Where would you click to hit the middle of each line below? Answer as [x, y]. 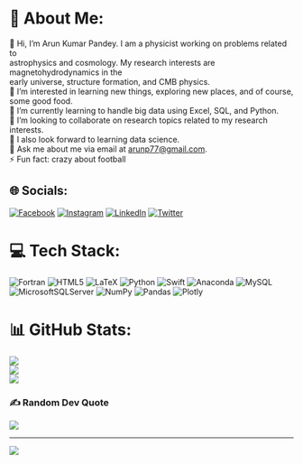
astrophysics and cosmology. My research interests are [112, 62]
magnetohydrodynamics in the [66, 72]
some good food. [41, 101]
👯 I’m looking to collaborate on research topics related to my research [138, 120]
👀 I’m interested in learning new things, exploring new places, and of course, [151, 91]
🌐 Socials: [39, 191]
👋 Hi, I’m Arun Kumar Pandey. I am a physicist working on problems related [148, 43]
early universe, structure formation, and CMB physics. [110, 81]
